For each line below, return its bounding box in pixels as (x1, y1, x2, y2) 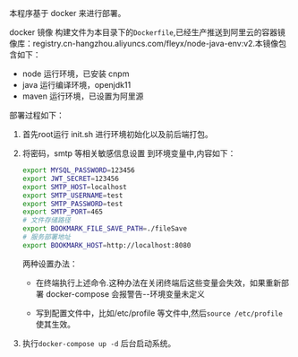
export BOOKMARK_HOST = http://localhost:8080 (21, 240, 192, 249)
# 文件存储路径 (21, 216, 72, 225)
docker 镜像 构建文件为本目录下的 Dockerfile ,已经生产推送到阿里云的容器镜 (9, 27, 286, 38)
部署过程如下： (9, 110, 64, 120)
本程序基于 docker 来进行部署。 (9, 8, 126, 18)
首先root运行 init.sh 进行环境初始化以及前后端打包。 (21, 129, 213, 139)
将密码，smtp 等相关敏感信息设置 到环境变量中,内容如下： (21, 148, 236, 159)
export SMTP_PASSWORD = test (21, 199, 123, 208)
